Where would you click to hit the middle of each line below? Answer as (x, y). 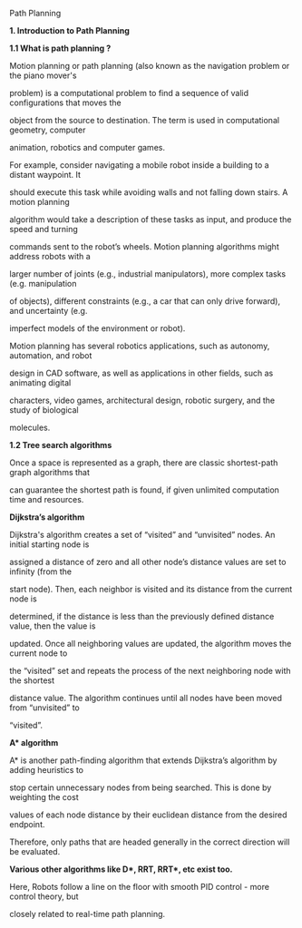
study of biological (44, 410)
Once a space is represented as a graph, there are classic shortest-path (144, 463)
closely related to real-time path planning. (88, 914)
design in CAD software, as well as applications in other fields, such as (141, 373)
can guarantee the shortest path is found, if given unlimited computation (144, 490)
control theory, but (44, 896)
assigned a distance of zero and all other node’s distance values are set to (148, 562)
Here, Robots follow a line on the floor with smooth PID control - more (140, 887)
